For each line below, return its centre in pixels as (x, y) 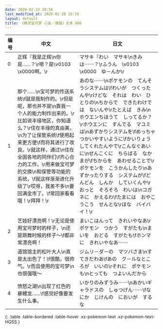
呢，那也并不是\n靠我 (41, 106)
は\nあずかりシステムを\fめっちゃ (117, 132)
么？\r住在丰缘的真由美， (46, 128)
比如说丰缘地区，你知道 (44, 121)
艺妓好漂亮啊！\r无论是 (43, 221)
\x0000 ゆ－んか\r (102, 72)
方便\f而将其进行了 (48, 143)
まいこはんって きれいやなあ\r (115, 221)
